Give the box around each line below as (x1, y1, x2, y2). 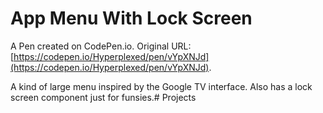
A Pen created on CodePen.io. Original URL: (10, 40, 192, 52)
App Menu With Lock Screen (10, 7, 253, 30)
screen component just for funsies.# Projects (10, 91, 197, 103)
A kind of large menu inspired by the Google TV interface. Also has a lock (10, 80, 313, 92)
